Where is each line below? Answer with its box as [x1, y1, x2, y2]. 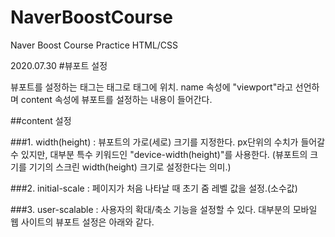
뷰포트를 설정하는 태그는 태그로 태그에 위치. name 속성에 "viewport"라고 [10, 81, 293, 93]
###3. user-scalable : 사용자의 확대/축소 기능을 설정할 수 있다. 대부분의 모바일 [10, 203, 318, 215]
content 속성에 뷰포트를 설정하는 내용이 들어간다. [20, 93, 213, 105]
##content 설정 [10, 114, 72, 126]
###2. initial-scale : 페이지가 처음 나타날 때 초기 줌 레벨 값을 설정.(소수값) [10, 182, 298, 194]
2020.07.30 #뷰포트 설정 [10, 59, 108, 71]
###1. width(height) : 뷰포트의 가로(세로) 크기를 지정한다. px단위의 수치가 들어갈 [10, 136, 326, 148]
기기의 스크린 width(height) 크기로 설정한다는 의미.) [28, 161, 232, 173]
